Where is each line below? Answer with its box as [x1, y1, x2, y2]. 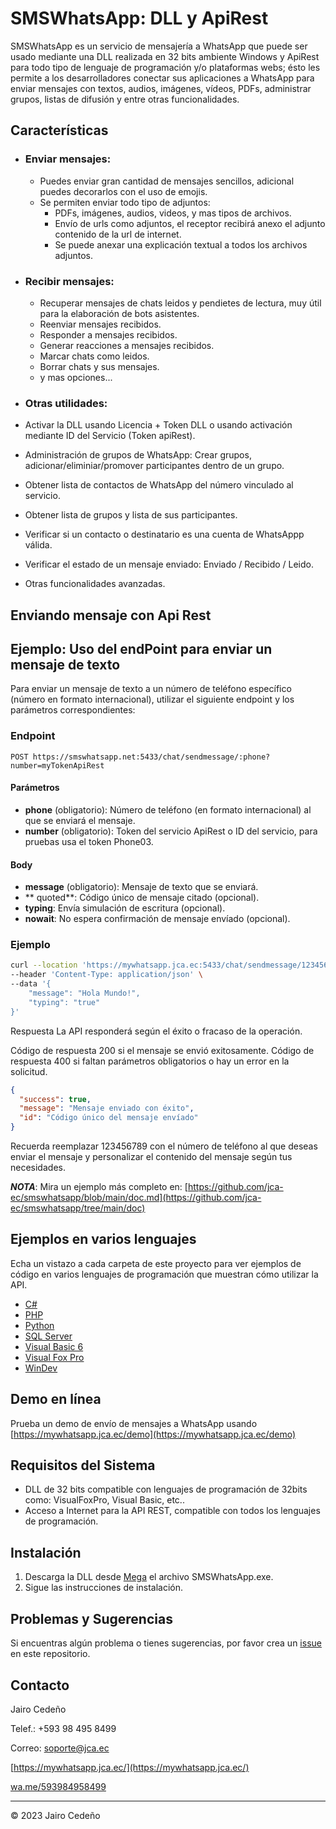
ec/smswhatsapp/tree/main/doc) [10, 1202, 146, 1214]
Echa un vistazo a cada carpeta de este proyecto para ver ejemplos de [10, 1257, 302, 1269]
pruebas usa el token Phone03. [24, 835, 154, 847]
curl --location [10, 960, 78, 971]
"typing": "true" [28, 997, 101, 1007]
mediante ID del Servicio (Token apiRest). [24, 430, 196, 442]
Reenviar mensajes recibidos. [39, 318, 162, 330]
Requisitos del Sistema [10, 1457, 156, 1474]
